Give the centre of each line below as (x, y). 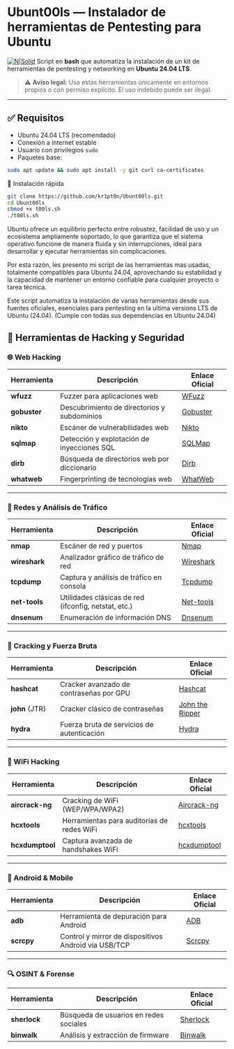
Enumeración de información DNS (116, 618)
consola (73, 586)
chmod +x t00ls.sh (34, 209)
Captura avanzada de (97, 841)
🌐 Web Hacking (34, 357)
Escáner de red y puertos (101, 546)
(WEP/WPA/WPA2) (93, 809)
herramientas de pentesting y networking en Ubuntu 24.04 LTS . (99, 68)
